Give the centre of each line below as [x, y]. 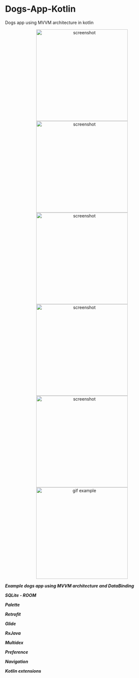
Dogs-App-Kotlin [40, 9]
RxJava [13, 633]
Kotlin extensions [23, 671]
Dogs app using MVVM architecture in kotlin [50, 22]
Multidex [14, 642]
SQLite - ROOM [21, 595]
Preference [17, 652]
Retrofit [13, 614]
